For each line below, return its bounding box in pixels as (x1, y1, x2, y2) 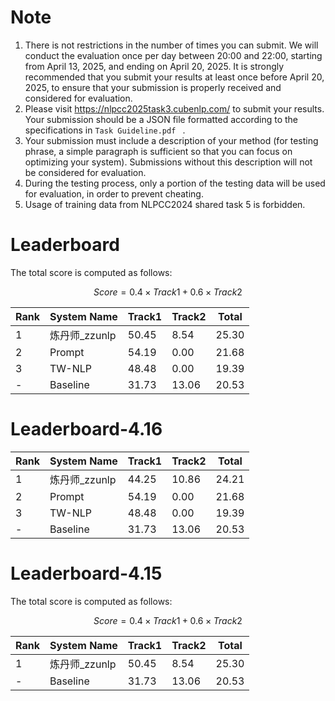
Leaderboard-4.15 (10, 562, 163, 585)
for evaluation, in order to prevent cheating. (24, 187, 204, 200)
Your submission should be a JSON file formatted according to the (24, 113, 299, 125)
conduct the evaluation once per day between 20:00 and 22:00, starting (24, 49, 323, 61)
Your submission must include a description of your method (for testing (24, 134, 319, 146)
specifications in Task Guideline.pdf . (24, 124, 186, 136)
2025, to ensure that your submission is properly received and (24, 81, 282, 93)
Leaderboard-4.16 (10, 418, 163, 441)
